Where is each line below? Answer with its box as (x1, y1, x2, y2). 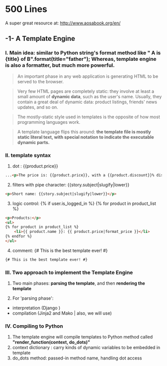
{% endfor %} (5, 234, 32, 239)
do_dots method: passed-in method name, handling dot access (12, 355, 142, 361)
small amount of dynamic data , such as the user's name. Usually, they (17, 93, 162, 99)
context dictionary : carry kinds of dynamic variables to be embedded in (12, 345, 161, 351)
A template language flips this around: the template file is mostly (17, 129, 152, 135)
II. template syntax (5, 152, 51, 159)
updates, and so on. (17, 104, 59, 110)
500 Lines (5, 3, 48, 15)
